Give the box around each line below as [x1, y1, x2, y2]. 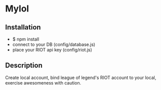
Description [5, 61, 42, 70]
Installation [5, 23, 41, 31]
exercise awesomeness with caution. [5, 79, 81, 85]
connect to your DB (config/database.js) [12, 41, 95, 47]
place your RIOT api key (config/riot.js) [12, 47, 92, 52]
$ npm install [12, 36, 39, 42]
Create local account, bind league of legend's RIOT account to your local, [5, 74, 156, 80]
